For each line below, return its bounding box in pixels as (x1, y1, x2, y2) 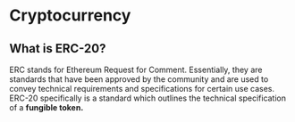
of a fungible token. (9, 102, 84, 112)
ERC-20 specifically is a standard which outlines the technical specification (9, 93, 287, 103)
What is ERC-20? (9, 41, 106, 56)
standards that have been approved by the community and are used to (9, 74, 269, 85)
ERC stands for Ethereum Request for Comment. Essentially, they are (9, 64, 263, 75)
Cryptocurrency (9, 5, 131, 26)
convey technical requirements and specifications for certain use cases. (9, 84, 275, 94)
